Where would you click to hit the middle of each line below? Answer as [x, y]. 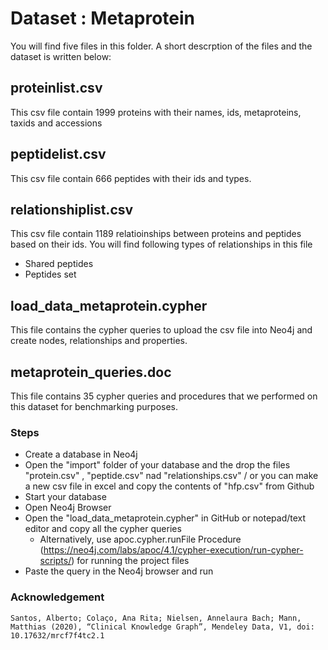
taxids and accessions [56, 123]
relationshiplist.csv [72, 209]
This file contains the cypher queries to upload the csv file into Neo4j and [161, 330]
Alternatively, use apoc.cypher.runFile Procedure [140, 539]
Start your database [65, 497]
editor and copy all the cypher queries [103, 529]
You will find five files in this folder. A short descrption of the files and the [161, 46]
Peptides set [50, 274]
